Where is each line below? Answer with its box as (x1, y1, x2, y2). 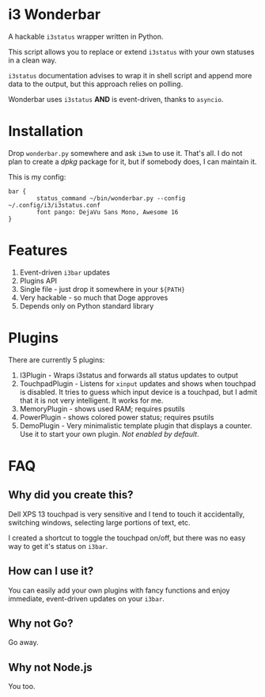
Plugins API (19, 275, 58, 286)
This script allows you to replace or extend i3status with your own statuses (8, 47, 255, 56)
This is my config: (8, 172, 66, 181)
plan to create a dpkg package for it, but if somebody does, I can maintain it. (8, 157, 257, 166)
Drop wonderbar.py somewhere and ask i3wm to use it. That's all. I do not (8, 148, 243, 157)
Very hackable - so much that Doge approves (19, 293, 168, 302)
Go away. (8, 638, 40, 647)
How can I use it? (8, 564, 94, 578)
